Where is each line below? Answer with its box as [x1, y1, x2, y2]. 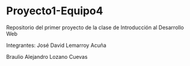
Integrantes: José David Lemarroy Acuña [6, 42, 107, 49]
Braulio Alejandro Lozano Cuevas [6, 53, 88, 60]
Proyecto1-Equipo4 [6, 4, 103, 18]
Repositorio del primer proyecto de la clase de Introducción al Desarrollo [6, 24, 184, 31]
